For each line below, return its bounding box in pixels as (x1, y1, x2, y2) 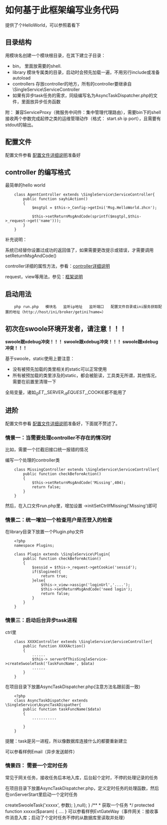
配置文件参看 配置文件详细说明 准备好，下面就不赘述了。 (5, 420, 120, 426)
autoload (12, 74, 31, 80)
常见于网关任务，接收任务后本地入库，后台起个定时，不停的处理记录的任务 (5, 774, 158, 780)
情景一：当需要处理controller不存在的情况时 (5, 434, 111, 441)
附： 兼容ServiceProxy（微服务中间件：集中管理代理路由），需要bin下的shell (5, 109, 161, 115)
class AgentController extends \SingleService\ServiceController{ (14, 192, 155, 197)
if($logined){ (31, 569, 61, 574)
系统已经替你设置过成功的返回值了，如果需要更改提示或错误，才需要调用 (5, 247, 154, 253)
